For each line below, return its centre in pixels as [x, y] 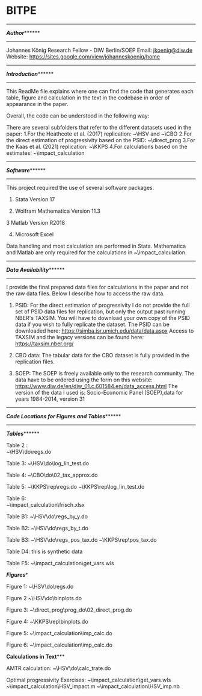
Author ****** [23, 33]
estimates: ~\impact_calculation [46, 153]
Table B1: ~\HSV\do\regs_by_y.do [47, 516]
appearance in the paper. [37, 104]
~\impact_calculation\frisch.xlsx [46, 504]
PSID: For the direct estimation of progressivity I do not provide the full [102, 305]
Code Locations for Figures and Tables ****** [64, 416]
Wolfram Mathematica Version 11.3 [58, 211]
